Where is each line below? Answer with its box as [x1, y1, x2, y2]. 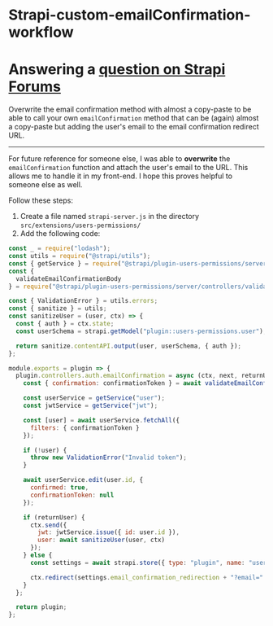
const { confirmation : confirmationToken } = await [23, 379, 201, 387]
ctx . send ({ [29, 521, 67, 529]
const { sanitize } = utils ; [8, 304, 107, 313]
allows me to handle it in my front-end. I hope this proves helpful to [8, 171, 233, 181]
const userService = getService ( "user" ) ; [23, 394, 165, 402]
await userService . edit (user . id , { [23, 476, 144, 484]
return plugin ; [15, 603, 67, 611]
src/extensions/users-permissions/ [19, 221, 141, 230]
